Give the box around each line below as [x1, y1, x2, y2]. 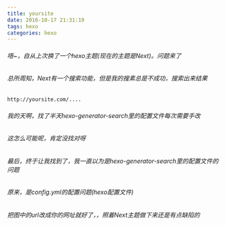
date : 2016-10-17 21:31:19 [7, 17, 85, 23]
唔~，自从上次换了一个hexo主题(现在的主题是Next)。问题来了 [7, 51, 182, 59]
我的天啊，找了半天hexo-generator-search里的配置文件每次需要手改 [7, 111, 201, 119]
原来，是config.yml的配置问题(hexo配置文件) [7, 188, 134, 197]
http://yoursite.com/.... [7, 96, 81, 104]
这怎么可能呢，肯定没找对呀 [7, 134, 86, 142]
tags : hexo [7, 23, 39, 30]
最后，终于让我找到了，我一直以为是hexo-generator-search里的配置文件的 [7, 157, 219, 165]
